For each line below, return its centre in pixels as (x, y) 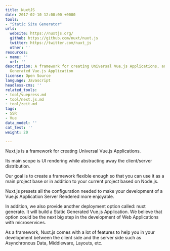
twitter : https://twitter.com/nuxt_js (51, 43)
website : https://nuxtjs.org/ (41, 33)
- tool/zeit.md (21, 104)
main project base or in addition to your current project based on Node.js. (82, 181)
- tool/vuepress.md (26, 95)
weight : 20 (17, 132)
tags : (11, 109)
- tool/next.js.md (25, 99)
